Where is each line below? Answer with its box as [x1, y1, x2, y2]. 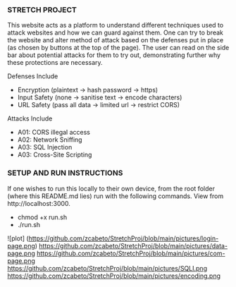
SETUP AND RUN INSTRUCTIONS [7, 168, 123, 178]
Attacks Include [7, 114, 53, 123]
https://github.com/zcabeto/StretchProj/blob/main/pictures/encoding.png [7, 271, 221, 280]
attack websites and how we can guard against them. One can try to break [7, 28, 223, 37]
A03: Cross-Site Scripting [17, 150, 92, 159]
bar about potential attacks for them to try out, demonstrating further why [7, 51, 221, 59]
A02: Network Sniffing [17, 135, 82, 144]
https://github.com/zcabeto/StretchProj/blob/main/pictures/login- [28, 234, 219, 243]
